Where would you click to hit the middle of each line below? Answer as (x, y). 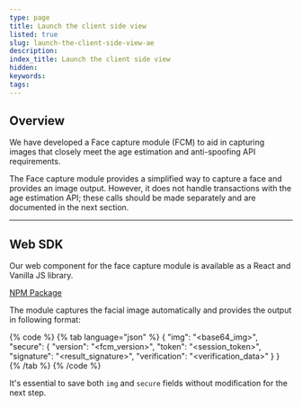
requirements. (35, 162)
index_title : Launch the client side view (90, 59)
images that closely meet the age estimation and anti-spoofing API (133, 152)
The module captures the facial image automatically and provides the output (151, 310)
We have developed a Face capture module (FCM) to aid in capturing (137, 142)
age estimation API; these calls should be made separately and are (133, 198)
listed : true (34, 34)
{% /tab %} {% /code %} (55, 366)
